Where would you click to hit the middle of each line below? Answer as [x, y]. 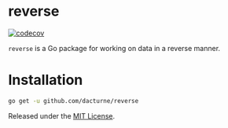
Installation [46, 80]
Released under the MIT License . [62, 115]
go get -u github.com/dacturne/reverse [74, 101]
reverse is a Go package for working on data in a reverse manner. [114, 48]
